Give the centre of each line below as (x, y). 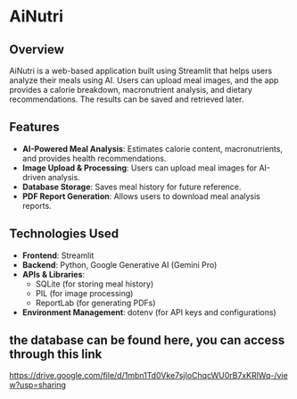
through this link (56, 354)
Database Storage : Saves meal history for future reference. (132, 187)
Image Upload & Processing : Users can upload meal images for (140, 168)
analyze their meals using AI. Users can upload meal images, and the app (144, 80)
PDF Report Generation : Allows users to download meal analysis (141, 196)
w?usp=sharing (38, 385)
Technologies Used (64, 234)
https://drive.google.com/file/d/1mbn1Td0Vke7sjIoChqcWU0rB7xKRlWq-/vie (148, 376)
